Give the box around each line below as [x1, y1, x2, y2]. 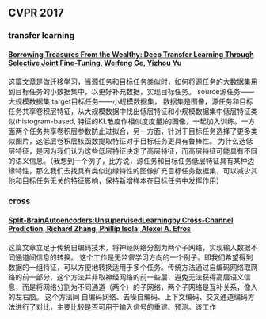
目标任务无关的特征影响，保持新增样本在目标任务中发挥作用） [21, 176, 223, 185]
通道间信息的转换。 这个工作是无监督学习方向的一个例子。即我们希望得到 [14, 253, 253, 262]
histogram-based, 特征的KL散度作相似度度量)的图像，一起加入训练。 [17, 116, 241, 126]
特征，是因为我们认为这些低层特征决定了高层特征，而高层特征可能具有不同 [14, 146, 258, 155]
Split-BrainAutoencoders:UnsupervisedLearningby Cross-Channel [8, 215, 234, 225]
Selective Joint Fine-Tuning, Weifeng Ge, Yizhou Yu [8, 58, 182, 67]
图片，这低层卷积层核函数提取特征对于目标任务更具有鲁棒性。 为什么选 [14, 136, 246, 146]
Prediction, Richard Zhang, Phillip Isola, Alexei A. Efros [8, 224, 192, 234]
